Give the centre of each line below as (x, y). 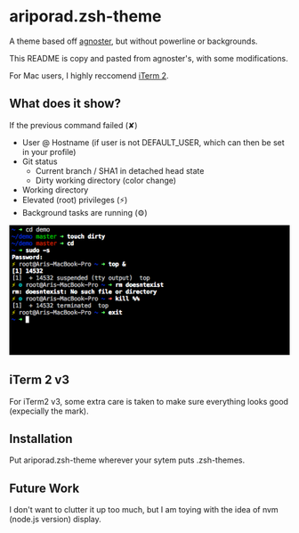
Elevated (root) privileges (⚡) (75, 200)
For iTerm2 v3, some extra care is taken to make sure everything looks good (149, 401)
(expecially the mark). (49, 411)
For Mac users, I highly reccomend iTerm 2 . (89, 75)
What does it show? (65, 104)
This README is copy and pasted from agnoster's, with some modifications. (149, 58)
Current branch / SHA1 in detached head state (120, 170)
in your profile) (49, 152)
